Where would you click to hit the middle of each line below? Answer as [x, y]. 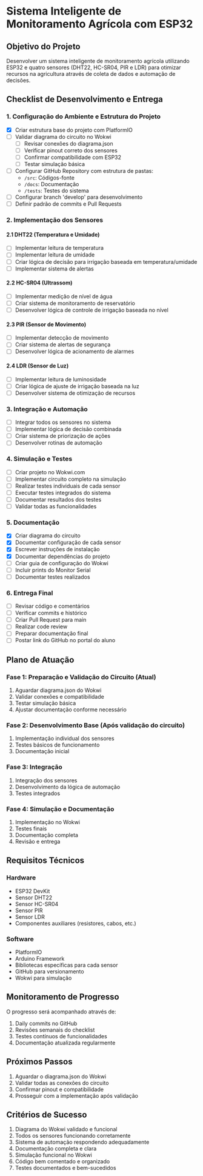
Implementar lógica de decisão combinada [68, 429]
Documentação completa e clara [56, 1149]
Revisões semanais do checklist [55, 1030]
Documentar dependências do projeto [62, 556]
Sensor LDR [30, 916]
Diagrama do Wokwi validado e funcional [66, 1129]
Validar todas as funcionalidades [56, 506]
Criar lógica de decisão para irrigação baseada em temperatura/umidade [106, 261]
